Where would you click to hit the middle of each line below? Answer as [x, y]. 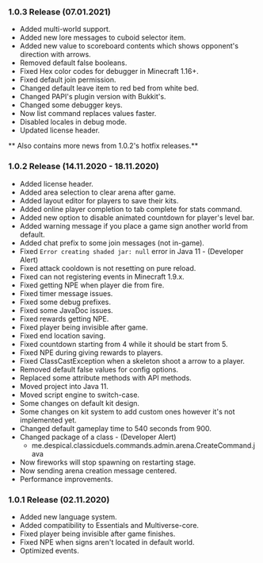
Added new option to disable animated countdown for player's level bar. [137, 218]
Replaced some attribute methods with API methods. [105, 378]
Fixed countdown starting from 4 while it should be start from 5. [124, 344]
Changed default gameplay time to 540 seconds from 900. [116, 428]
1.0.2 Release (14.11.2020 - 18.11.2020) [84, 167]
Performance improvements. [66, 479]
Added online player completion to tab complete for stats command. [131, 209]
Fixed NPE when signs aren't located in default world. [107, 542]
